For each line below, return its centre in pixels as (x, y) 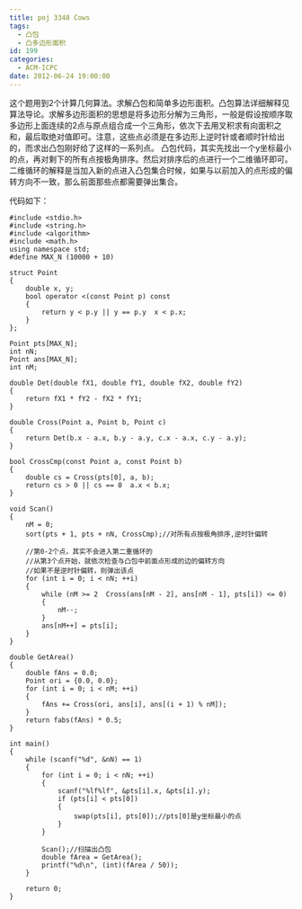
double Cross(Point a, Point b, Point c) (88, 422)
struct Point (34, 272)
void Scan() (31, 509)
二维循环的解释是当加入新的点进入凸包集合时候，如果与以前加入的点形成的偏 (151, 170)
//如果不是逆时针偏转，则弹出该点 (80, 570)
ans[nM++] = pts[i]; (80, 626)
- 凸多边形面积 (42, 43)
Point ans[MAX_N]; (44, 359)
